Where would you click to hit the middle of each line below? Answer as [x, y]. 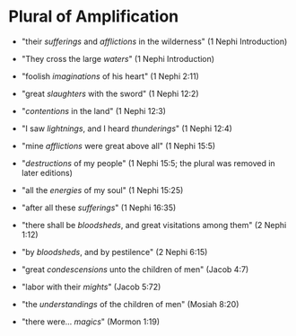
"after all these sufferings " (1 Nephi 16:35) [99, 208]
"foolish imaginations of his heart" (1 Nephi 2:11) [110, 76]
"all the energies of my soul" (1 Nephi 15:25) [102, 190]
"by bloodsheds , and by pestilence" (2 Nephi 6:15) [114, 252]
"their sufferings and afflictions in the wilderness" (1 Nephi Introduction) [154, 41]
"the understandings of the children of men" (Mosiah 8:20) [130, 304]
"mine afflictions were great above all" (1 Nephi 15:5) [118, 146]
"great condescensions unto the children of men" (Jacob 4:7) [135, 269]
